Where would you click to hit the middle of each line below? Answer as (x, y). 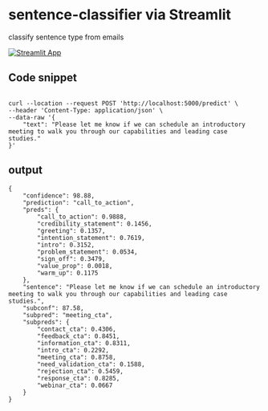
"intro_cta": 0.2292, (73, 350)
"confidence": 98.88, (59, 195)
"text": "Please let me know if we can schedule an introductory (134, 124)
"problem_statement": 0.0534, (87, 252)
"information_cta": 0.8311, (84, 343)
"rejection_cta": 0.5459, (81, 371)
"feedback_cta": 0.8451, (79, 336)
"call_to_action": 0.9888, (82, 217)
